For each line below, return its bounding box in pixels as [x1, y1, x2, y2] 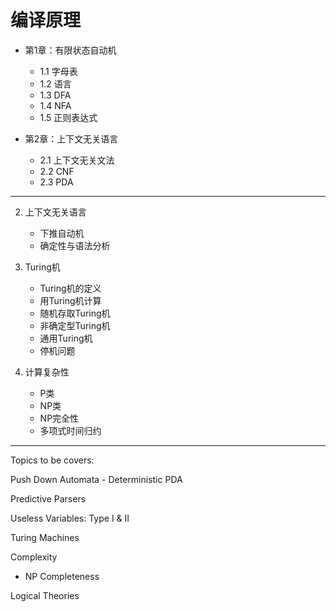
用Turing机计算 [39, 294, 102, 306]
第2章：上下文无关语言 [24, 132, 119, 145]
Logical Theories [10, 589, 80, 601]
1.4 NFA [39, 99, 72, 111]
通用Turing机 [39, 332, 93, 344]
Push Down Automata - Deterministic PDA [10, 473, 183, 485]
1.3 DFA [39, 89, 72, 101]
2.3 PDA [39, 176, 74, 188]
